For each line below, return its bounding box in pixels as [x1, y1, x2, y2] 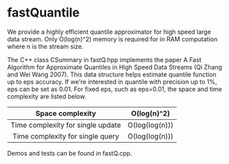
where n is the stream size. [7, 42, 84, 50]
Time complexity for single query [12, 131, 119, 141]
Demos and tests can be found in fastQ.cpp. [7, 149, 132, 157]
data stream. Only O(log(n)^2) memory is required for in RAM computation [7, 34, 218, 43]
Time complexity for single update [10, 120, 121, 130]
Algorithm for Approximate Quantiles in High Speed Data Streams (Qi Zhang [7, 63, 223, 71]
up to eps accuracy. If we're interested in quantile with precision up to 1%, [7, 77, 217, 85]
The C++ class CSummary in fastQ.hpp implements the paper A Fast [7, 55, 202, 63]
